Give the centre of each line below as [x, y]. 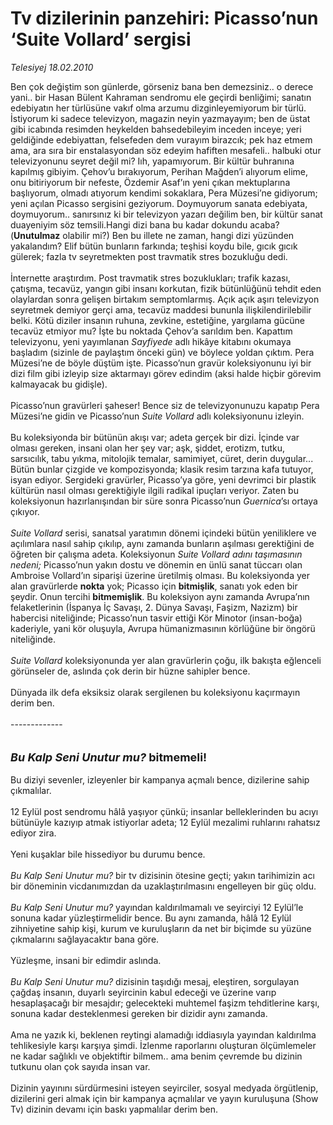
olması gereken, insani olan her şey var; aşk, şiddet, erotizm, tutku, [148, 448]
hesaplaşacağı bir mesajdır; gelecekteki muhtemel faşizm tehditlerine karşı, [165, 1003]
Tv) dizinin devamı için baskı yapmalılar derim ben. [114, 1109]
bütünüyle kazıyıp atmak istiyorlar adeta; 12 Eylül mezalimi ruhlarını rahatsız [165, 822]
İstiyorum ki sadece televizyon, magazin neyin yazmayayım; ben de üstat [160, 118]
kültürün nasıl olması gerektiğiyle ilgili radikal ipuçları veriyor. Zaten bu [154, 490]
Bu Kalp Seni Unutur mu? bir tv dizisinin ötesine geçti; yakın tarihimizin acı [162, 875]
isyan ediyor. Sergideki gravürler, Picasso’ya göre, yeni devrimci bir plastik [163, 479]
